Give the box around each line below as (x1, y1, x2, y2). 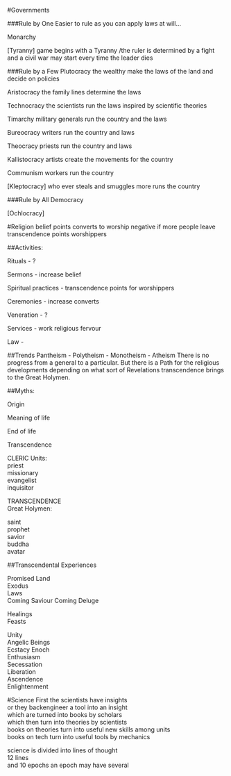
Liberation (7, 668, 36, 676)
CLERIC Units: (7, 454, 47, 462)
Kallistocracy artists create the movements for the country (7, 156, 173, 163)
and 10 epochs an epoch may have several (7, 761, 130, 769)
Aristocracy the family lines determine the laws (7, 88, 142, 96)
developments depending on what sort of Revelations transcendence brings (7, 366, 224, 374)
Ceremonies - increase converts (7, 297, 99, 305)
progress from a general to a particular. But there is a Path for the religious (7, 358, 220, 367)
